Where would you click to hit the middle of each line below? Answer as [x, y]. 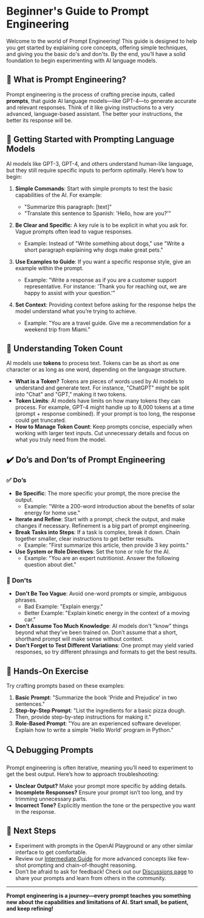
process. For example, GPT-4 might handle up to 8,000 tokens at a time [104, 407]
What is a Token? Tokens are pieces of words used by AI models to [100, 382]
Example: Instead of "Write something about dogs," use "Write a [104, 243]
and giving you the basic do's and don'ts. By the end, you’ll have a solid [96, 54]
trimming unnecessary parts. [51, 799]
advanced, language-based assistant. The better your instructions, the [95, 113]
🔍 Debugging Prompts [50, 750]
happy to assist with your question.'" [70, 293]
